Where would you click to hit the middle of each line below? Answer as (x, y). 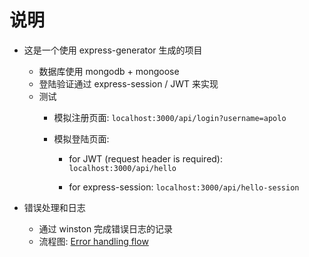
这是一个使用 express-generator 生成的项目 (113, 50)
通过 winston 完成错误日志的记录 (106, 228)
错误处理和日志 (54, 207)
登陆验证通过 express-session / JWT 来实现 (128, 83)
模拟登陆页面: (81, 138)
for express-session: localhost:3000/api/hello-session (184, 187)
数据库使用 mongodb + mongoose (109, 71)
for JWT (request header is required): (146, 158)
